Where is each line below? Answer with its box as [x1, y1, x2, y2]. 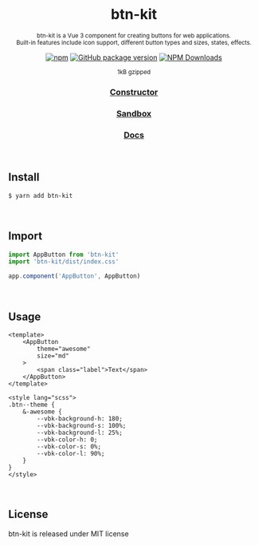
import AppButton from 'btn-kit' [8, 251, 120, 259]
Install [8, 171, 40, 184]
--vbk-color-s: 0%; [37, 443, 102, 451]
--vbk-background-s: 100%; [37, 422, 127, 430]
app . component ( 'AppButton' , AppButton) [8, 272, 141, 280]
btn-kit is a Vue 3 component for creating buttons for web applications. [37, 31, 231, 40]
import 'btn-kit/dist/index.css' [8, 258, 120, 266]
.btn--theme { [8, 401, 56, 409]
